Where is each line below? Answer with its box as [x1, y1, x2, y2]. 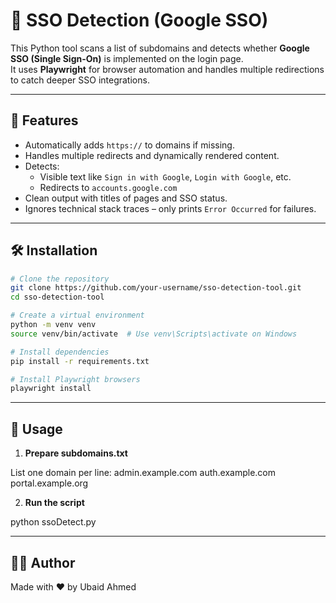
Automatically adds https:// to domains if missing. [24, 139, 235, 151]
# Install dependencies [10, 347, 110, 357]
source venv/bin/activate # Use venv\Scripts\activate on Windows [10, 329, 298, 339]
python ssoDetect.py [10, 516, 97, 528]
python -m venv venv [10, 320, 97, 330]
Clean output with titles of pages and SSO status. [24, 192, 228, 204]
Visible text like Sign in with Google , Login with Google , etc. [39, 170, 292, 183]
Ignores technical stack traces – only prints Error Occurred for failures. [24, 202, 317, 214]
